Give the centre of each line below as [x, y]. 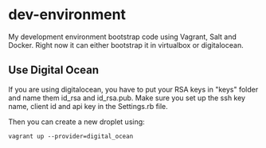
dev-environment [67, 15]
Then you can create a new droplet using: [76, 122]
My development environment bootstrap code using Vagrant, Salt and [123, 37]
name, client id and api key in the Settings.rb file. [88, 106]
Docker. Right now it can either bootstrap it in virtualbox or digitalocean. [126, 45]
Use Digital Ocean [54, 70]
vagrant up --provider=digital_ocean [71, 136]
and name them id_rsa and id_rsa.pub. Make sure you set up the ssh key [127, 98]
